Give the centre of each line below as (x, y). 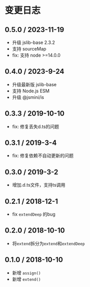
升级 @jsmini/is (28, 97)
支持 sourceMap (29, 49)
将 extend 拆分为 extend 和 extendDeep (48, 243)
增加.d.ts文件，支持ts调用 (39, 185)
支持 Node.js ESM (31, 91)
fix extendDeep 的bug (34, 214)
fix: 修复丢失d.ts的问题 (36, 126)
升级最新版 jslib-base (34, 84)
